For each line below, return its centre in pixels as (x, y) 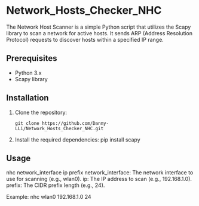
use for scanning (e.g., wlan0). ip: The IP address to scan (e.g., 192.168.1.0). (99, 179)
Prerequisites (32, 58)
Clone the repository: (41, 112)
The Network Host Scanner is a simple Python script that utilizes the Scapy (99, 27)
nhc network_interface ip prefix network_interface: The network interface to (100, 173)
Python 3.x (28, 73)
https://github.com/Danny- (75, 123)
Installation (27, 98)
